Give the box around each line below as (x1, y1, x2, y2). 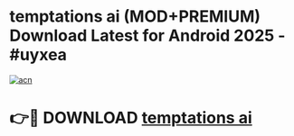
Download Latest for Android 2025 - (9, 25, 286, 46)
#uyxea (9, 45, 68, 65)
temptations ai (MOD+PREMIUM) (9, 6, 261, 27)
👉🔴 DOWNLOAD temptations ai (9, 108, 252, 128)
